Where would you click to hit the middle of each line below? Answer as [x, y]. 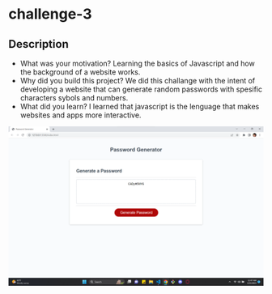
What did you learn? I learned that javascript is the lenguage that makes [140, 107]
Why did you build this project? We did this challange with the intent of [138, 81]
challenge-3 [50, 14]
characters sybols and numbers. [74, 98]
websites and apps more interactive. [81, 115]
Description [38, 44]
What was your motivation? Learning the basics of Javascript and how [137, 63]
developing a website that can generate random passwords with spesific [141, 89]
